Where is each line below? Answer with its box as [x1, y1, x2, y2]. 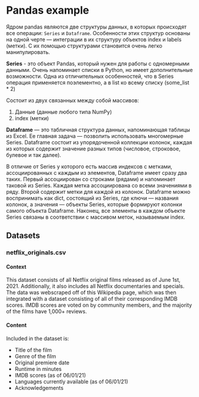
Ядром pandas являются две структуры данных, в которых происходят [6, 23, 187, 30]
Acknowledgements [14, 384, 64, 391]
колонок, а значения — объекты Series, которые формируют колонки [6, 200, 182, 208]
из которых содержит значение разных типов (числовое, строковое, [6, 145, 181, 152]
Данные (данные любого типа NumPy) [14, 108, 113, 115]
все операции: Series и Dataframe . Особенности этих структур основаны [6, 29, 191, 36]
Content [6, 322, 27, 329]
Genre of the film [14, 352, 56, 360]
